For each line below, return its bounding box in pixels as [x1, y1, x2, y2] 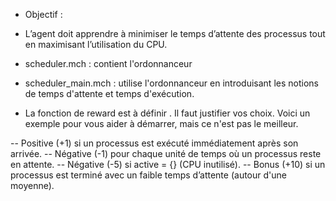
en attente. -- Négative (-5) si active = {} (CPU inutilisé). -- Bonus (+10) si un [10, 159, 326, 170]
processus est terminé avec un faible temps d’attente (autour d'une [10, 169, 287, 181]
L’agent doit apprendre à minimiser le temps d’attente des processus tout [24, 28, 326, 39]
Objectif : [24, 9, 63, 20]
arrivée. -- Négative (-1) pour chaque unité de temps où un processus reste [10, 148, 322, 159]
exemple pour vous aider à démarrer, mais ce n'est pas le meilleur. [24, 118, 299, 129]
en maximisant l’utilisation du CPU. [24, 39, 168, 50]
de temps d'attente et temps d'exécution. [24, 88, 195, 99]
